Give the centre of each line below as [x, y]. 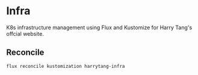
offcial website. [25, 33]
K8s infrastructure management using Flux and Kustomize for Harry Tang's [99, 27]
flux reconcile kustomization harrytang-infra [66, 66]
